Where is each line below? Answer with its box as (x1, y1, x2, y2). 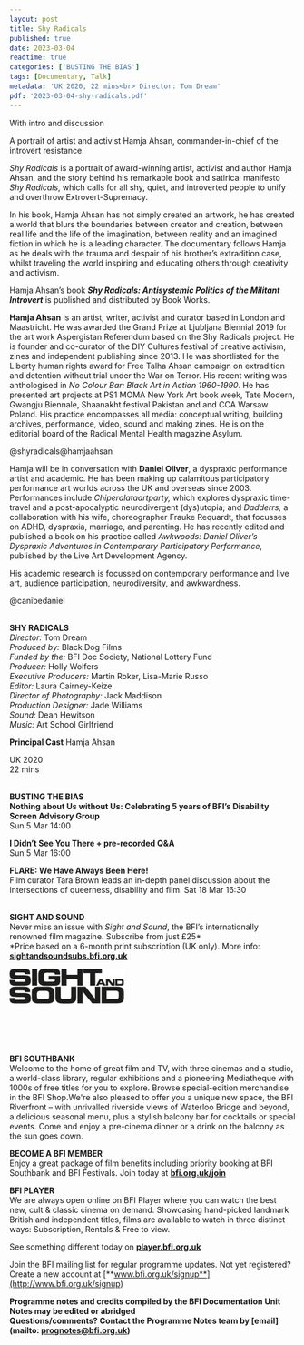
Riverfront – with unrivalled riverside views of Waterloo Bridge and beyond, (9, 1101, 290, 1112)
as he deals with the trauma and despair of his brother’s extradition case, (9, 247, 283, 258)
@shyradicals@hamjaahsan (9, 446, 113, 457)
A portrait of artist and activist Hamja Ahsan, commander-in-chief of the (9, 135, 279, 146)
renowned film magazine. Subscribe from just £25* (9, 930, 201, 941)
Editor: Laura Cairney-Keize (9, 680, 113, 691)
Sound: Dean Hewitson (9, 709, 95, 720)
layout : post (9, 15, 59, 24)
